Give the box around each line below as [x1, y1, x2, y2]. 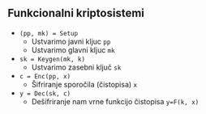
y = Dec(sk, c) [19, 89, 71, 98]
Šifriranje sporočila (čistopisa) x [31, 79, 138, 89]
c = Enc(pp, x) [19, 72, 71, 80]
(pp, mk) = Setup [19, 29, 79, 37]
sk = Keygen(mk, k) [19, 55, 86, 63]
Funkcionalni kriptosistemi [7, 6, 145, 20]
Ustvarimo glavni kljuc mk [31, 44, 115, 55]
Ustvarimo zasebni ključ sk [31, 62, 122, 72]
